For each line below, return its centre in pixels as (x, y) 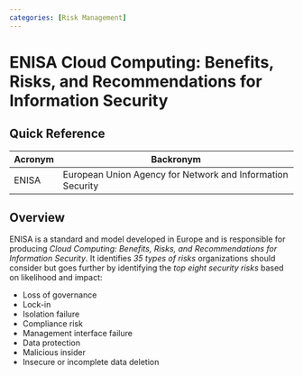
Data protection (51, 343)
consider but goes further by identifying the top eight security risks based (147, 268)
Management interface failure (78, 334)
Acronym (34, 159)
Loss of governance (60, 295)
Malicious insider (54, 353)
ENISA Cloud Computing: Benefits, (142, 62)
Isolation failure (51, 314)
